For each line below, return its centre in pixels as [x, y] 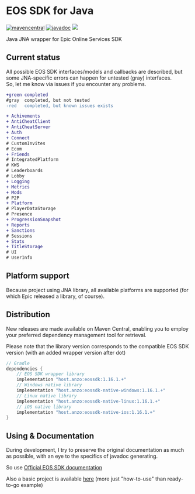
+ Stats [15, 241]
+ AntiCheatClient [28, 122]
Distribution [28, 315]
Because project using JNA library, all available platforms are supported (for [97, 290]
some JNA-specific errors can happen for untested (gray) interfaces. [89, 78]
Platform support [38, 276]
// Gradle [18, 363]
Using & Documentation [50, 436]
